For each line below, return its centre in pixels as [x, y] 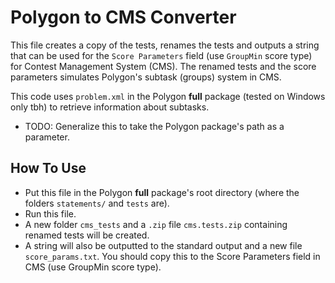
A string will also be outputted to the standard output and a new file [163, 245]
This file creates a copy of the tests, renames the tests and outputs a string [165, 45]
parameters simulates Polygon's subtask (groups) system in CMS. [146, 77]
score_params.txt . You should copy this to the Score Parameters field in [172, 256]
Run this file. [50, 213]
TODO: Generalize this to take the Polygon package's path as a [154, 126]
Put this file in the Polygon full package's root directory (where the [162, 192]
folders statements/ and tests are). [97, 203]
